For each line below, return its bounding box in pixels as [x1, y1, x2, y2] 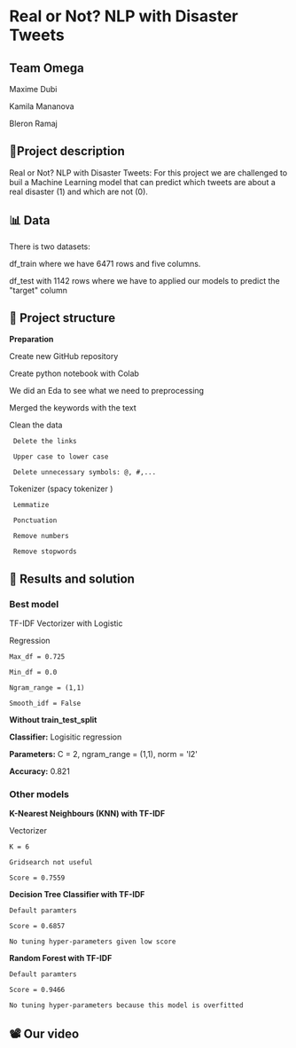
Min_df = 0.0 [9, 668, 58, 677]
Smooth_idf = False [9, 699, 82, 708]
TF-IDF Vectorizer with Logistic [9, 618, 123, 629]
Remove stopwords [12, 547, 77, 556]
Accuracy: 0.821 [9, 766, 71, 777]
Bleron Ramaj [9, 118, 58, 129]
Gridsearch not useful [9, 858, 93, 867]
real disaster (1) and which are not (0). [9, 186, 149, 197]
